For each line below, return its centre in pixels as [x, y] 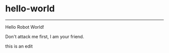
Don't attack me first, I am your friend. [45, 36]
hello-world [30, 9]
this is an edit [19, 46]
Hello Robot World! [25, 27]
